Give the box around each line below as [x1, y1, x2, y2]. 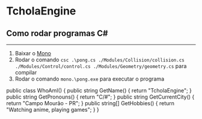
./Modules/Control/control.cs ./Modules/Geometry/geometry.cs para [14, 63, 187, 70]
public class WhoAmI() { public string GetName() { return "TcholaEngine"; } [6, 87, 192, 94]
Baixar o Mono [14, 50, 51, 56]
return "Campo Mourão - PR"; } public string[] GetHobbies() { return [6, 100, 175, 106]
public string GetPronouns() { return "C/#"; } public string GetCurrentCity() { [6, 93, 195, 100]
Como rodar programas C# [6, 28, 108, 38]
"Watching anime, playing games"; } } [6, 106, 99, 113]
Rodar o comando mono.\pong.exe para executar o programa [14, 75, 164, 82]
